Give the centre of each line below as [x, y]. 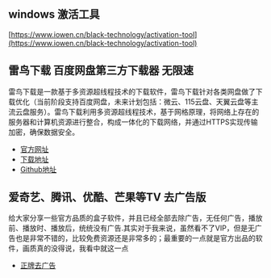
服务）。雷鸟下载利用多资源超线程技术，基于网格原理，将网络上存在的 [144, 112]
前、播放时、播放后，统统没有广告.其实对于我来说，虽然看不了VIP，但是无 [132, 228]
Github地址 [38, 169]
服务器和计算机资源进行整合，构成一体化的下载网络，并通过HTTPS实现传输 [133, 122]
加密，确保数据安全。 [44, 132]
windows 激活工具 [54, 15]
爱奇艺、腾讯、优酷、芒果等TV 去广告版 [107, 198]
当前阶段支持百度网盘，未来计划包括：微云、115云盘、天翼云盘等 [144, 101]
